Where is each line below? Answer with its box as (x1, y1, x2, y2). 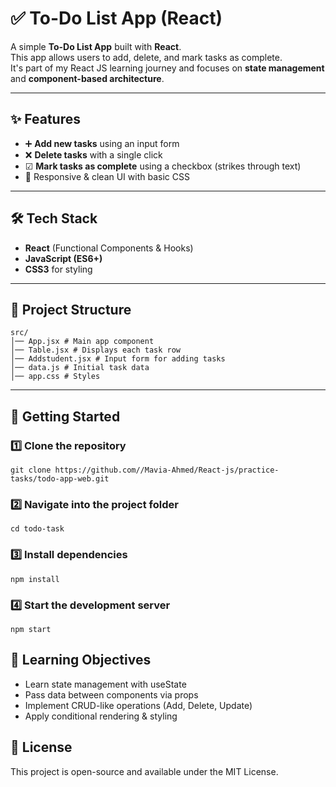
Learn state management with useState (24, 678, 187, 690)
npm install (10, 574, 60, 584)
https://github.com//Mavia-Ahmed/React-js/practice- (54, 465, 280, 476)
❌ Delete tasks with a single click (24, 148, 163, 161)
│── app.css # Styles (10, 372, 101, 382)
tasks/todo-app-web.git (10, 474, 110, 484)
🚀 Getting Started (10, 408, 121, 425)
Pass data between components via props (24, 688, 199, 701)
